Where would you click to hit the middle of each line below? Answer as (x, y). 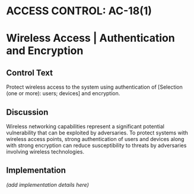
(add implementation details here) (47, 184)
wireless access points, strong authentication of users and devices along (95, 139)
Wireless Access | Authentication (90, 38)
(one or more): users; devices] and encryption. (63, 93)
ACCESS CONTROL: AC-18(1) (79, 11)
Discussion (27, 112)
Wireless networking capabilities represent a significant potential (85, 126)
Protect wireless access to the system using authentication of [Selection (94, 87)
